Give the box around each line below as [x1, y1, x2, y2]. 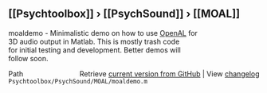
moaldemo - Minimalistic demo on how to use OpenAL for [8, 28, 198, 37]
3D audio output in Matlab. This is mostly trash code [8, 37, 180, 46]
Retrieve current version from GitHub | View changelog [79, 68, 260, 79]
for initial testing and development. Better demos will [8, 45, 181, 55]
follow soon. [8, 53, 49, 63]
